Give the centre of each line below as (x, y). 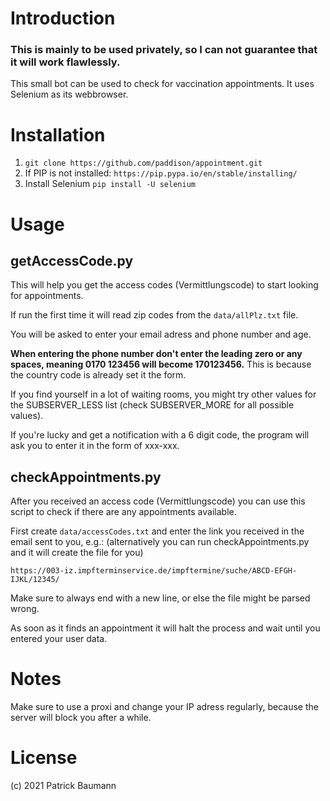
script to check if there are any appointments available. (123, 512)
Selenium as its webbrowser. (69, 94)
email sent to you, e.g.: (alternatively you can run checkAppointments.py (160, 542)
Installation (58, 134)
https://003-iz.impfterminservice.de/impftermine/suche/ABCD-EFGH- (154, 571)
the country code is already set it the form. (98, 375)
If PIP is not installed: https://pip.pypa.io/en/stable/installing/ (161, 173)
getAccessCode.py (72, 261)
